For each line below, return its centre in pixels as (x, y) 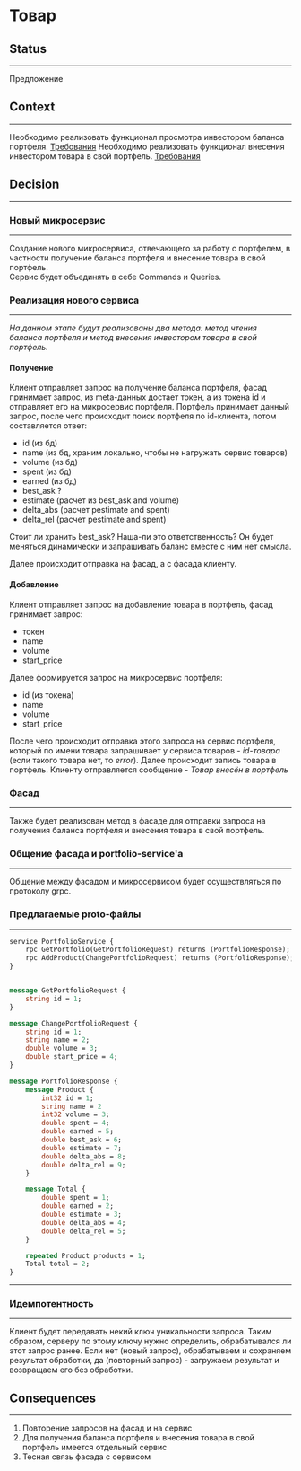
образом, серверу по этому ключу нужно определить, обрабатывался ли (150, 1341)
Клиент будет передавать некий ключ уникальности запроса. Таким (141, 1332)
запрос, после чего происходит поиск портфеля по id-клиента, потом (143, 416)
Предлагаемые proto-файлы (75, 914)
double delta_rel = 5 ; (84, 1231)
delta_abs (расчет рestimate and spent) (96, 510)
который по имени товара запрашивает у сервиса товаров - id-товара (145, 750)
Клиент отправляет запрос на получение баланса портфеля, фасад (138, 388)
